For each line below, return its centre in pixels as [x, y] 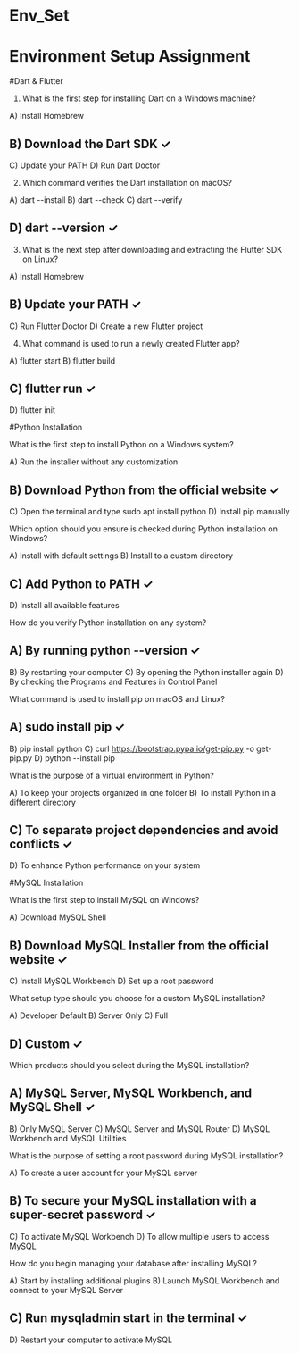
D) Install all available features [64, 605]
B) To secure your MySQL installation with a [133, 1201]
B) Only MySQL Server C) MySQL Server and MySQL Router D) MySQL [140, 1128]
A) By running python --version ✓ [105, 651]
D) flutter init [33, 410]
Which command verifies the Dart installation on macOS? [127, 182]
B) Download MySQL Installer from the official [139, 945]
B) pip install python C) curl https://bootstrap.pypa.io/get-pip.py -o [132, 748]
